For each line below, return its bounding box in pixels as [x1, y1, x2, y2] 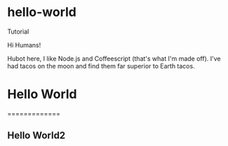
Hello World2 [7, 130, 66, 142]
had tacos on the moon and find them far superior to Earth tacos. [7, 61, 195, 70]
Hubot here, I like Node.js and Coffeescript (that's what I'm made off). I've [7, 54, 221, 63]
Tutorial [7, 27, 29, 36]
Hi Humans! [7, 41, 41, 49]
